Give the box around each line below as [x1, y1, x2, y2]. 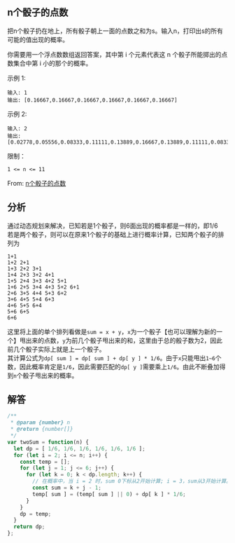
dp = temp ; [20, 510, 52, 517]
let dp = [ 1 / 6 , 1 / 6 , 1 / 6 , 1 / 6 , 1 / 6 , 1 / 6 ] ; [13, 445, 145, 452]
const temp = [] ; [20, 458, 71, 465]
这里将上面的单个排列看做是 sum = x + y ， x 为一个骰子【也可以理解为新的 [7, 327, 217, 336]
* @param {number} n [10, 419, 71, 426]
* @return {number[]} [10, 426, 73, 433]
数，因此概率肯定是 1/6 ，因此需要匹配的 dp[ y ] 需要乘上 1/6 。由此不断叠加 [7, 362, 220, 371]
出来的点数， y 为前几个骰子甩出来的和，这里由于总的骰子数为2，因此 [25, 336, 222, 345]
